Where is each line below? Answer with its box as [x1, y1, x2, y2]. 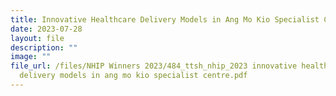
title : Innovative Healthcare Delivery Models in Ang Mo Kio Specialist [10, 14, 320, 25]
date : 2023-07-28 [10, 24, 83, 34]
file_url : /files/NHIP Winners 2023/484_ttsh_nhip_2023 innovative [10, 61, 298, 71]
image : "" [10, 52, 52, 62]
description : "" [10, 42, 78, 53]
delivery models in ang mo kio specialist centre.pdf [19, 71, 248, 81]
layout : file [10, 33, 65, 43]
